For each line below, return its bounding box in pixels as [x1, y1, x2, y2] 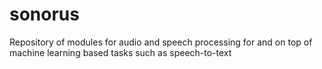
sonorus [9, 3, 80, 26]
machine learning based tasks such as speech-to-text [9, 46, 232, 58]
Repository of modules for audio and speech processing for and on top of [9, 36, 313, 48]
